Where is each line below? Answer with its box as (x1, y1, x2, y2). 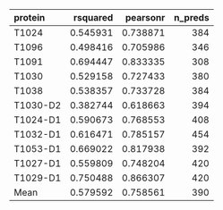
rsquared (73, 12, 114, 23)
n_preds (173, 12, 210, 23)
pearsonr (124, 12, 166, 23)
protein (13, 12, 46, 23)
